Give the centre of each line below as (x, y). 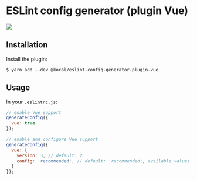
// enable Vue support (34, 112)
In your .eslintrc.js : (32, 102)
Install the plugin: (27, 59)
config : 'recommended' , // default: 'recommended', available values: (105, 161)
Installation (27, 45)
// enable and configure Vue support (52, 139)
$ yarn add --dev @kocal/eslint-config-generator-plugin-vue (82, 70)
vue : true (23, 123)
